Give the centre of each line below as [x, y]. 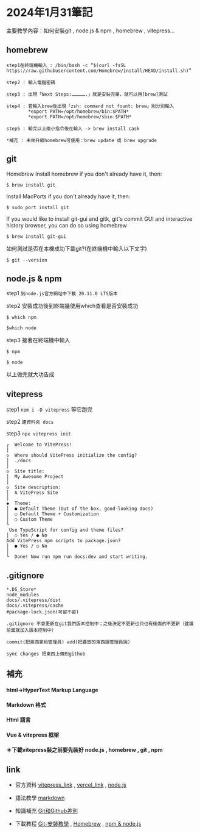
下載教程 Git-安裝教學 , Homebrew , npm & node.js [78, 824]
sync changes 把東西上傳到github [46, 654]
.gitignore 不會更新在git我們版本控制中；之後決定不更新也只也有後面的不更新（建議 [100, 624]
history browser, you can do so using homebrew [67, 225]
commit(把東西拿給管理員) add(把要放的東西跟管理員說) [68, 642]
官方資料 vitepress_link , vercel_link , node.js [71, 785]
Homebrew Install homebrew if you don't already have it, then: [84, 174]
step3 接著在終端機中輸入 [38, 340]
